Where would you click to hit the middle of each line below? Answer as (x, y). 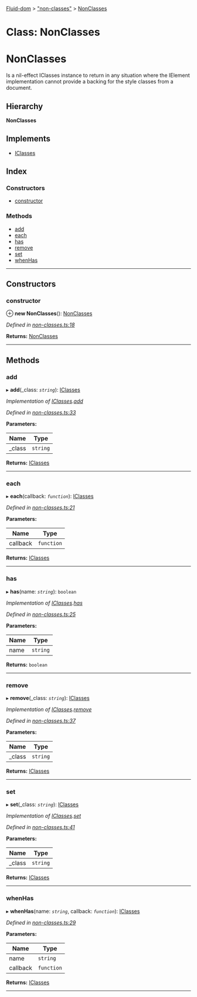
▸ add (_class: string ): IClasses (43, 390)
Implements (28, 139)
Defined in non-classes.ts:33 (41, 413)
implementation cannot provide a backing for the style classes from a (90, 82)
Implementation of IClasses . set (44, 816)
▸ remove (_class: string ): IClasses (48, 698)
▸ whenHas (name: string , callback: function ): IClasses (73, 911)
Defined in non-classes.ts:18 (40, 325)
